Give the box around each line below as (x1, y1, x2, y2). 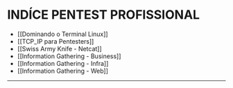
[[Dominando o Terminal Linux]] (17, 30, 109, 38)
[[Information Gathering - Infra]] (17, 59, 109, 67)
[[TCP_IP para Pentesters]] (17, 37, 94, 45)
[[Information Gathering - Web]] (17, 67, 109, 75)
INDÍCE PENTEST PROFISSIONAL (7, 7, 200, 23)
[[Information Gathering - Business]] (17, 52, 121, 60)
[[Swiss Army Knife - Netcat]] (17, 44, 102, 53)
